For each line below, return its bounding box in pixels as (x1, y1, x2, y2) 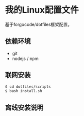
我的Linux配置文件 (5, 4, 79, 16)
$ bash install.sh (5, 89, 42, 94)
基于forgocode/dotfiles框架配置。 (5, 21, 72, 27)
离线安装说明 (5, 103, 44, 112)
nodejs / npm (12, 56, 39, 61)
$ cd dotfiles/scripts (5, 84, 51, 89)
